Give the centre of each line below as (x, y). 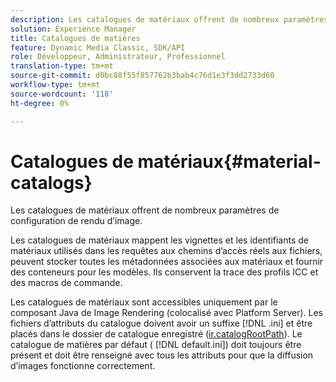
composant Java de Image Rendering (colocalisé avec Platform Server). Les (166, 313)
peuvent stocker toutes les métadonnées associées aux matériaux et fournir (167, 262)
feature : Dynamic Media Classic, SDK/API (98, 47)
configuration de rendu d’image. (76, 221)
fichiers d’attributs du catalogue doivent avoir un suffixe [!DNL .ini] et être (161, 323)
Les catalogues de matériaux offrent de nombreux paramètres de (145, 210)
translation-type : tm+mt (62, 66)
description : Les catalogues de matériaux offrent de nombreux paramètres (169, 19)
